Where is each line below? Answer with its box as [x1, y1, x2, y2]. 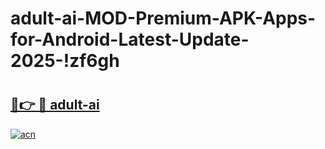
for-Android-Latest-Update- [10, 28, 250, 51]
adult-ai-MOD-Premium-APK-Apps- [10, 7, 317, 30]
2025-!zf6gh [10, 50, 120, 72]
